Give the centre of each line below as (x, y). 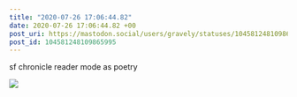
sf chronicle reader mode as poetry (74, 67)
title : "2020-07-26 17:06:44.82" (71, 17)
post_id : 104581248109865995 (63, 42)
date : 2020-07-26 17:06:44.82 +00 (73, 26)
